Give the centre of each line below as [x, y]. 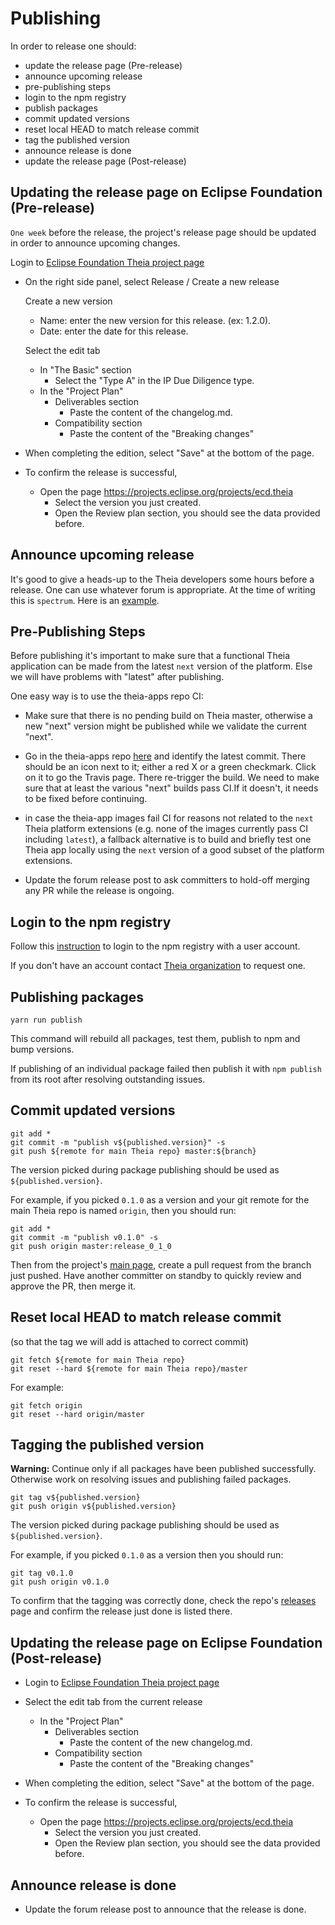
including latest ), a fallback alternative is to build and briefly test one [168, 839]
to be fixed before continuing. [86, 799]
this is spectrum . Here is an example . [85, 600]
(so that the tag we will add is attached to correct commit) [129, 1341]
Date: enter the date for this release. [114, 331]
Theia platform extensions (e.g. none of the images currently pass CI [166, 829]
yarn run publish [46, 1020]
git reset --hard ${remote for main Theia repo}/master [129, 1368]
